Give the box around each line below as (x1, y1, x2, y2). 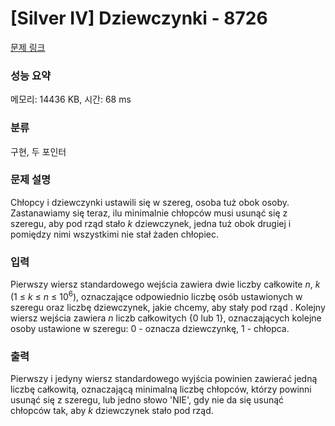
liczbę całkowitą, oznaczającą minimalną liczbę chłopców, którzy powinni (10, 383, 312, 396)
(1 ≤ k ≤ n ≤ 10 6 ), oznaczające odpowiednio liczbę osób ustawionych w (10, 289, 303, 302)
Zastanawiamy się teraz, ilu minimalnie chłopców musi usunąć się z (10, 207, 288, 219)
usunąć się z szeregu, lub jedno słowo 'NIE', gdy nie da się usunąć (10, 394, 285, 406)
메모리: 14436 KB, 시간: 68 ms (10, 93, 132, 106)
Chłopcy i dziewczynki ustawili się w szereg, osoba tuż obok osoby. (10, 196, 290, 208)
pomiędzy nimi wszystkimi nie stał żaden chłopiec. (10, 228, 219, 240)
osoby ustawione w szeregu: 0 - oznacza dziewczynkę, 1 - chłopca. (10, 322, 290, 334)
